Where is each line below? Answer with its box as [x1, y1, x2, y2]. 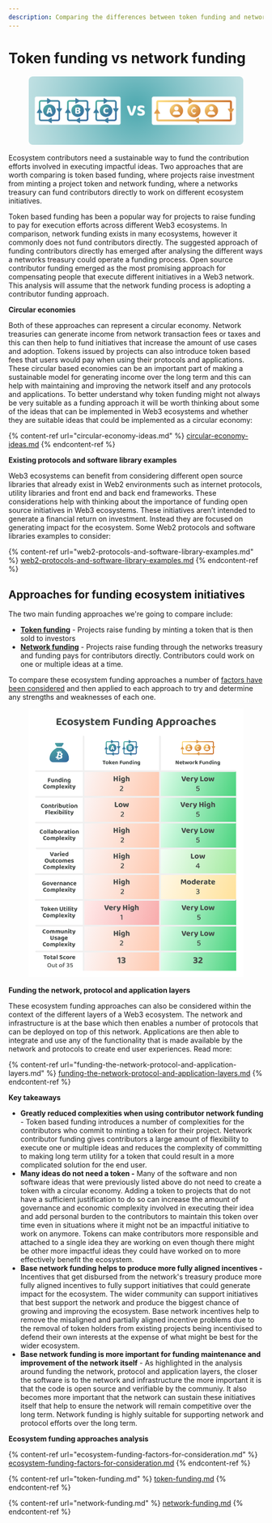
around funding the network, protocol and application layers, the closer [19, 1366, 258, 1376]
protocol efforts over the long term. [19, 1418, 138, 1427]
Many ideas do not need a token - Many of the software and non [19, 1168, 237, 1178]
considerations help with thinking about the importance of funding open [8, 497, 249, 506]
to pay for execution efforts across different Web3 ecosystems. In [8, 220, 228, 230]
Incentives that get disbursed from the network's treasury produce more [19, 1272, 262, 1282]
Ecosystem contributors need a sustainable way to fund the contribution [8, 153, 249, 163]
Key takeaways [8, 1092, 62, 1102]
